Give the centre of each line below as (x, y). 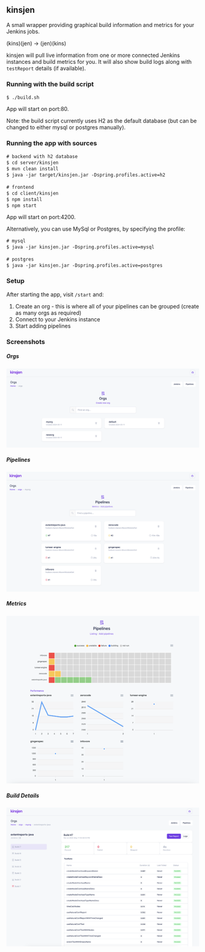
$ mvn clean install (33, 169)
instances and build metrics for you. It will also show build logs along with (99, 61)
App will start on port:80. (38, 109)
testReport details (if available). (46, 68)
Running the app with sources (52, 144)
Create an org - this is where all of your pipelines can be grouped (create (107, 306)
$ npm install (24, 200)
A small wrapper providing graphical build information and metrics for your (100, 25)
